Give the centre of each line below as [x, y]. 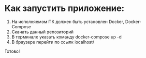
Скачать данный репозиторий [42, 32]
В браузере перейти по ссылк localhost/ [53, 42]
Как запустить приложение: [65, 8]
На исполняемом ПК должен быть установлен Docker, [68, 22]
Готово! [12, 51]
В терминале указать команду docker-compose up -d [66, 37]
